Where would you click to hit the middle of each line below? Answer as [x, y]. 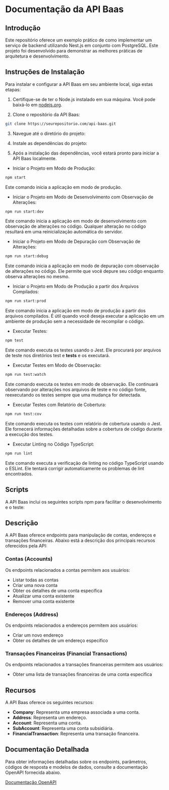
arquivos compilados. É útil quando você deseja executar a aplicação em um [85, 316]
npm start [16, 177]
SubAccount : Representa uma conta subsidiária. [63, 728]
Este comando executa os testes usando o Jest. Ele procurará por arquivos [83, 350]
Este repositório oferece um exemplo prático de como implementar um [79, 40]
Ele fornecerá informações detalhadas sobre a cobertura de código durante [84, 429]
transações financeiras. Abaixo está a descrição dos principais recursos [80, 540]
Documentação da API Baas [65, 9]
